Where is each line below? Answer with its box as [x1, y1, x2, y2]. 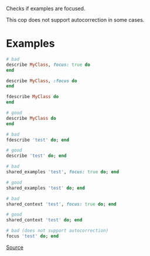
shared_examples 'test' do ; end [6, 185, 85, 191]
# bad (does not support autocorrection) [6, 228, 109, 234]
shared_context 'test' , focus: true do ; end [6, 201, 117, 207]
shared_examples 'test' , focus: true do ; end [6, 169, 119, 175]
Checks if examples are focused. [6, 5, 86, 12]
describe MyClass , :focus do [6, 78, 77, 84]
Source [6, 244, 23, 251]
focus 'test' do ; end [6, 233, 59, 240]
